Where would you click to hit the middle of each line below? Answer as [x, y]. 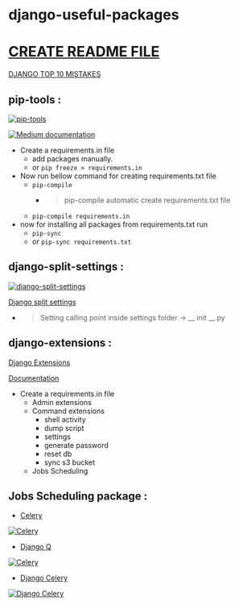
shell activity [65, 419]
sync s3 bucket [69, 462]
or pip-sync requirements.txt [82, 241]
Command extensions [68, 411]
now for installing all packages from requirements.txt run [114, 224]
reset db [58, 453]
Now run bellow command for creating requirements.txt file [118, 176]
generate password [76, 445]
